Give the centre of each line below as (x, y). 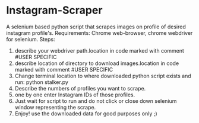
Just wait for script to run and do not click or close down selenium (96, 101)
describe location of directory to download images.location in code (97, 63)
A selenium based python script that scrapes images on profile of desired (96, 27)
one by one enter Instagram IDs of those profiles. (75, 95)
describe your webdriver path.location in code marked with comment (99, 50)
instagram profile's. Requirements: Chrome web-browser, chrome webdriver (99, 33)
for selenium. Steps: (31, 39)
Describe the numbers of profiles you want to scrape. (80, 88)
